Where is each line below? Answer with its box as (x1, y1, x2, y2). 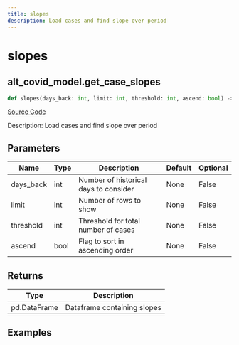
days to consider (78, 184, 134, 194)
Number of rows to (78, 196, 141, 206)
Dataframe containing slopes (65, 303, 162, 312)
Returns (7, 270, 44, 282)
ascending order (78, 245, 134, 255)
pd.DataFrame (11, 303, 59, 312)
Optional (198, 163, 228, 173)
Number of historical (78, 175, 147, 185)
